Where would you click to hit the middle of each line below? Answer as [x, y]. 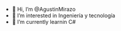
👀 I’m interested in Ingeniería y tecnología [64, 15]
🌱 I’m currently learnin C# [44, 22]
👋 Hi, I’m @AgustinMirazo [44, 9]
